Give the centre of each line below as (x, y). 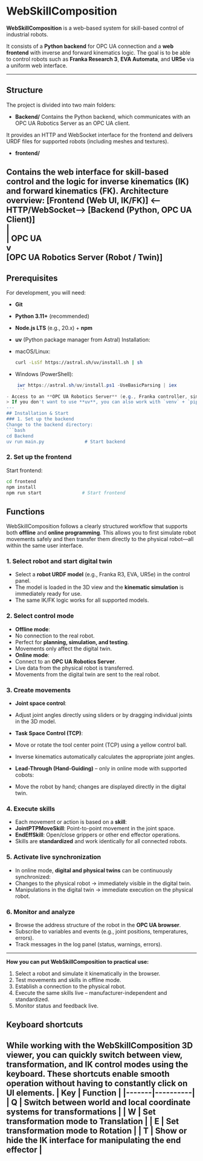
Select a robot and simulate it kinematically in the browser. (88, 973)
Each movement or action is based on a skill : (71, 822)
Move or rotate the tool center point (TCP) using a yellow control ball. (101, 745)
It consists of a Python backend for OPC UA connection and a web (90, 46)
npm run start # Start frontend (66, 493)
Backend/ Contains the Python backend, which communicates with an (103, 116)
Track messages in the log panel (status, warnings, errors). (88, 944)
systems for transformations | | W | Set (81, 1112)
